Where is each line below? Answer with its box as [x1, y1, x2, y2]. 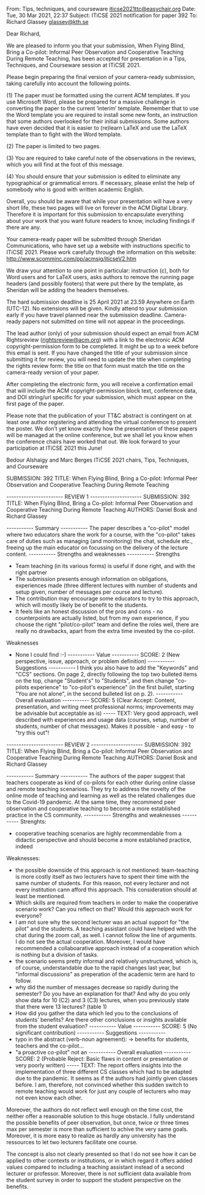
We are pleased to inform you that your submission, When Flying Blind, [6, 42, 185, 49]
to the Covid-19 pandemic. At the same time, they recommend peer [6, 798, 176, 806]
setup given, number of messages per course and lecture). [15, 588, 164, 596]
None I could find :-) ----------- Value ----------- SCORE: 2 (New [15, 651, 181, 658]
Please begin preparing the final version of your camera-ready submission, [6, 73, 196, 80]
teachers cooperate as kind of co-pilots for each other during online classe [6, 779, 196, 786]
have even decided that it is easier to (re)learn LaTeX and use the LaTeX [6, 124, 187, 131]
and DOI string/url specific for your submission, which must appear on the [6, 394, 193, 400]
